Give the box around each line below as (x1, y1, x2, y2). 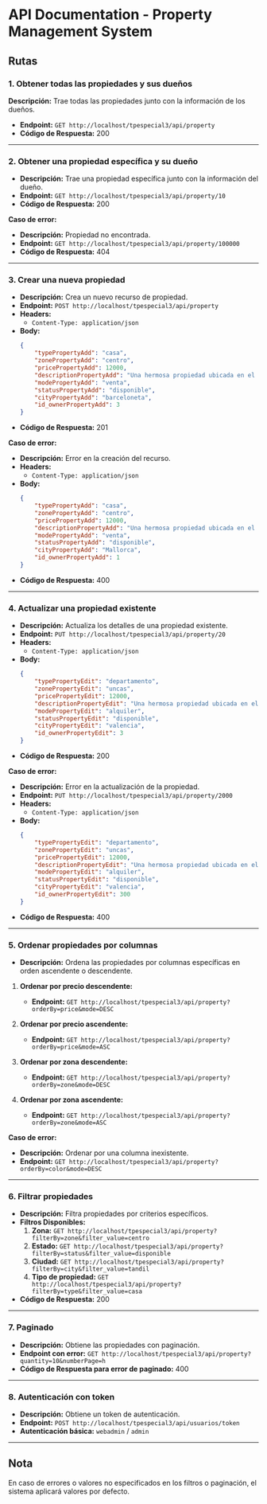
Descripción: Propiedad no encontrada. (19, 230, 151, 240)
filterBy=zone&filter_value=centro (31, 1234, 149, 1243)
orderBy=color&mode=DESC (19, 1165, 103, 1174)
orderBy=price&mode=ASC (31, 1043, 111, 1052)
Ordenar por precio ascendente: (19, 1019, 129, 1029)
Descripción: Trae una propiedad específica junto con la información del (19, 174, 258, 184)
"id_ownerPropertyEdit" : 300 (34, 890, 131, 899)
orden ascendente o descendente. (19, 966, 133, 976)
